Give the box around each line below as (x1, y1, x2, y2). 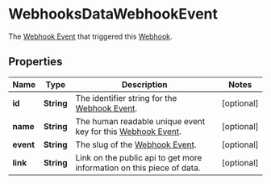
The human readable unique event (75, 115, 206, 127)
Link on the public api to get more (75, 152, 202, 163)
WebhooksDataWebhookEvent (8, 5, 219, 23)
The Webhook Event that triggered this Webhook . (8, 31, 173, 41)
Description (121, 78, 168, 90)
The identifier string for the (75, 92, 177, 103)
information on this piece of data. (75, 162, 201, 174)
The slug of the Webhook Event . (75, 139, 197, 150)
